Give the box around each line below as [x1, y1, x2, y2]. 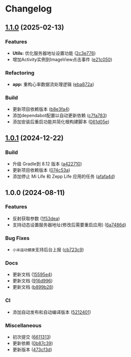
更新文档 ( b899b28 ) [12, 284, 54, 290]
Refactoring [5, 69, 35, 76]
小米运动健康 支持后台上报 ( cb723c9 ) [12, 247, 84, 253]
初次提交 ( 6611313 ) [12, 334, 51, 340]
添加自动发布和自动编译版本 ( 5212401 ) [12, 309, 91, 315]
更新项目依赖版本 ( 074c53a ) [12, 167, 70, 173]
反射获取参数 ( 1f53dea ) [12, 215, 60, 221]
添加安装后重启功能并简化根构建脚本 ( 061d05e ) [12, 119, 110, 125]
